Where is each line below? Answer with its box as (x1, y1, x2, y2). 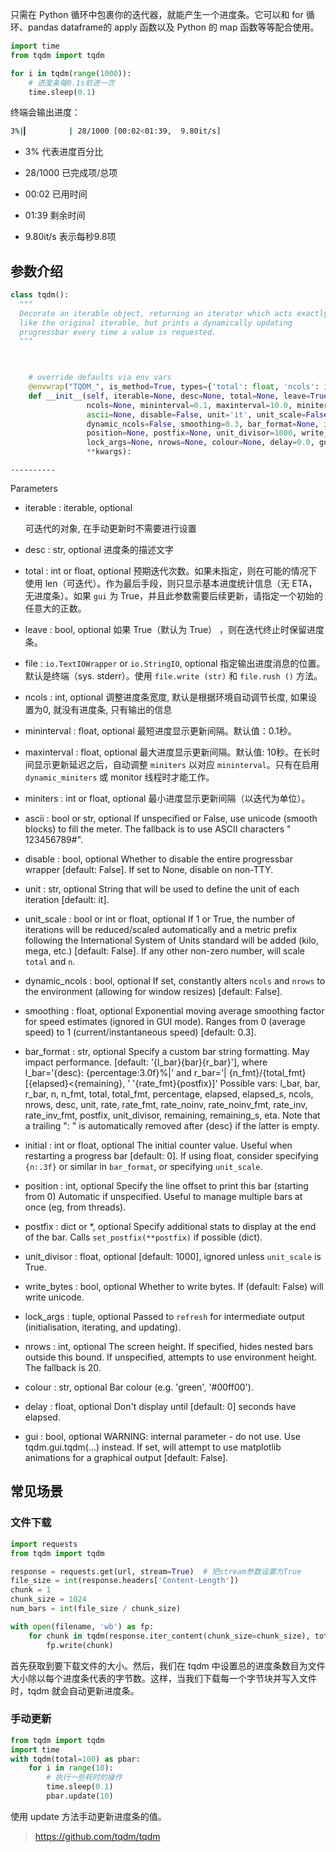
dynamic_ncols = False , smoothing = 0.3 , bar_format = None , (86, 419, 320, 429)
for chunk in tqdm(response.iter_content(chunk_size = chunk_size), (28, 1631, 311, 1641)
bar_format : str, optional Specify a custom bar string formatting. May (24, 1046, 310, 1058)
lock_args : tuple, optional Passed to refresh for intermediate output (24, 1311, 305, 1323)
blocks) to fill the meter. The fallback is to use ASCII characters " (24, 823, 292, 835)
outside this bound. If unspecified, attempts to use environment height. (24, 1351, 318, 1363)
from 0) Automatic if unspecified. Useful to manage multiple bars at (24, 1191, 303, 1203)
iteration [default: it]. (24, 894, 110, 906)
